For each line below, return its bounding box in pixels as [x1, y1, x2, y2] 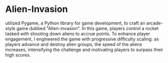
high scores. [5, 51, 31, 58]
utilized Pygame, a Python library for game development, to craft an [5, 20, 145, 26]
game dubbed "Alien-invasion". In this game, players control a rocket [16, 25, 159, 31]
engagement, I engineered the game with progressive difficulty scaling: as [5, 36, 159, 42]
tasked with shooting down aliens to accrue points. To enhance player [5, 30, 150, 36]
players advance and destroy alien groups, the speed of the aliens [5, 41, 142, 47]
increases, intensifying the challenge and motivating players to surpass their [5, 46, 163, 52]
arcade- [146, 20, 163, 26]
